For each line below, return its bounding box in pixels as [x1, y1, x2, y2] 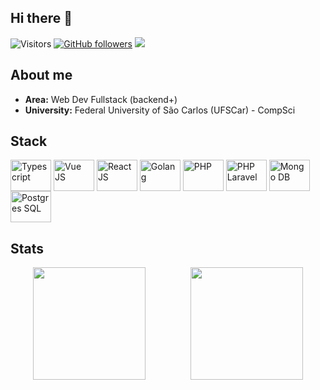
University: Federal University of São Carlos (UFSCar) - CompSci [24, 104, 296, 116]
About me [10, 67, 73, 84]
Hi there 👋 [10, 10, 73, 27]
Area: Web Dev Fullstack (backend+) [24, 93, 178, 105]
